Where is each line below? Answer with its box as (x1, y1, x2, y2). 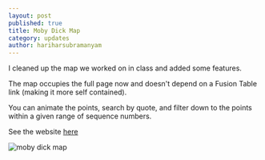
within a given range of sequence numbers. (8, 111, 152, 121)
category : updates (8, 34, 70, 42)
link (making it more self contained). (8, 87, 127, 97)
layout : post (8, 11, 52, 20)
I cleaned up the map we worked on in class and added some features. (8, 63, 243, 73)
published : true (8, 19, 62, 27)
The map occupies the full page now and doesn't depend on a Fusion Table (8, 79, 258, 89)
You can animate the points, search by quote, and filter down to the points (8, 103, 252, 113)
